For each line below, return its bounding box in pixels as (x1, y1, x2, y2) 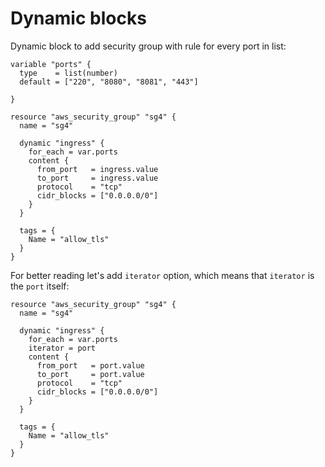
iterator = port (28, 343, 97, 353)
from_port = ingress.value (36, 164, 159, 174)
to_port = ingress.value (36, 173, 159, 183)
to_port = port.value (36, 369, 145, 379)
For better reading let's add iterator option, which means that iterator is (10, 269, 315, 281)
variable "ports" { (10, 59, 92, 69)
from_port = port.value (36, 360, 145, 371)
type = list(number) (19, 68, 118, 78)
